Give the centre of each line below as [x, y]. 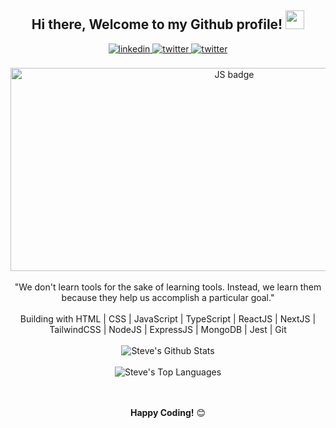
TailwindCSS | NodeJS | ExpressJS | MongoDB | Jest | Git [168, 329]
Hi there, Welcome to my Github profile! [157, 24]
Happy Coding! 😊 [168, 412]
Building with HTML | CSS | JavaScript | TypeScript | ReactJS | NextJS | [168, 318]
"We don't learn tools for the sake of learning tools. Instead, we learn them [168, 287]
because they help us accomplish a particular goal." [168, 297]
